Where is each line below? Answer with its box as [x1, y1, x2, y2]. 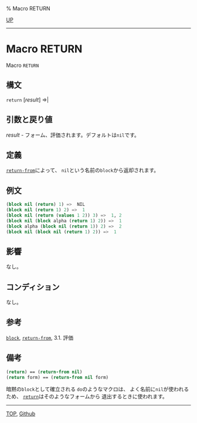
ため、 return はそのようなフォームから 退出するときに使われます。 [6, 393, 168, 400]
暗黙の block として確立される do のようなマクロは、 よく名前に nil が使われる [6, 385, 189, 392]
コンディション [6, 282, 60, 292]
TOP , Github [6, 410, 36, 417]
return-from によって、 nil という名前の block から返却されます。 [6, 167, 159, 174]
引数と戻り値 [6, 114, 53, 125]
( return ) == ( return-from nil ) [6, 369, 83, 375]
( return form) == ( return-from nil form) [6, 374, 109, 380]
